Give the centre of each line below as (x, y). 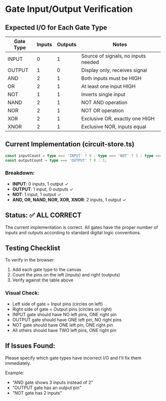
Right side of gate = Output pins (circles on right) (62, 309)
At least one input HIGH (108, 86)
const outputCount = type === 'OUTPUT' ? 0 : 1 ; (56, 160)
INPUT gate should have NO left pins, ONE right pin (64, 314)
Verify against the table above (43, 280)
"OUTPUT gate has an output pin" (47, 388)
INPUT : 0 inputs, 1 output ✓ (40, 184)
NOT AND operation (104, 102)
